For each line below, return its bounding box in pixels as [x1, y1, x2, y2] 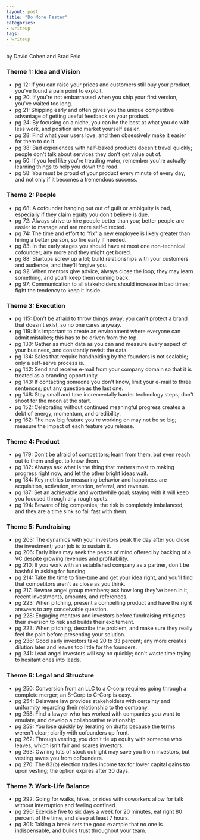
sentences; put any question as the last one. [14, 385, 124, 392]
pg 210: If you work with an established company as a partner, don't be [14, 561, 189, 569]
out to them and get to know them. [14, 457, 100, 464]
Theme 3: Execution [6, 301, 65, 310]
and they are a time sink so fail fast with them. [14, 508, 128, 515]
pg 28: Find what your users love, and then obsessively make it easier [14, 132, 186, 139]
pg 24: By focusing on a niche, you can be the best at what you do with [14, 119, 190, 126]
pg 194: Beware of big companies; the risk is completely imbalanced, [14, 501, 185, 509]
